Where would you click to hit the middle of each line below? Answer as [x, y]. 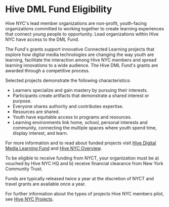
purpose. [22, 101]
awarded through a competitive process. [48, 70]
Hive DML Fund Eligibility [59, 9]
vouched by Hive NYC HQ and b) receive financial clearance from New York [84, 163]
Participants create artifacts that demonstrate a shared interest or [81, 95]
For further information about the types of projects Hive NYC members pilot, [85, 193]
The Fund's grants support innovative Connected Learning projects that [80, 49]
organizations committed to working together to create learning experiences [85, 28]
